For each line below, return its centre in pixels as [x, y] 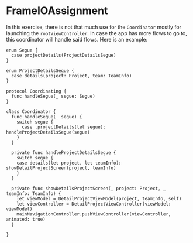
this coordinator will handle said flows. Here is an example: [77, 39]
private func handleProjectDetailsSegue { [64, 153]
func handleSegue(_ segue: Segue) [53, 96]
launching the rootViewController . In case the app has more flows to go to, [96, 33]
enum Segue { [22, 50]
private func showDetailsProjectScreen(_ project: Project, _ [89, 189]
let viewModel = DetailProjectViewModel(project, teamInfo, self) [99, 198]
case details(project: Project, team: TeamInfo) [72, 76]
